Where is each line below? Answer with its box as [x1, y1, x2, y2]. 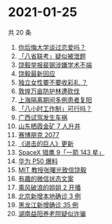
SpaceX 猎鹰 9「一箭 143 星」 [17, 148, 105, 156]
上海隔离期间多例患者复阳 [17, 95, 92, 104]
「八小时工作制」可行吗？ [17, 104, 92, 113]
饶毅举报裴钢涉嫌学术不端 [17, 60, 92, 69]
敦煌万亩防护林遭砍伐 [17, 87, 80, 95]
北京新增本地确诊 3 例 [17, 192, 81, 200]
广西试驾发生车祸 [17, 113, 68, 121]
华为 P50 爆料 [17, 157, 58, 165]
